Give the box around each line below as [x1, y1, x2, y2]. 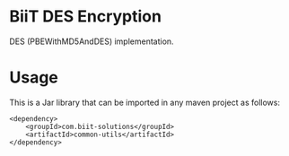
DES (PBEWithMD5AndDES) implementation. [9, 36, 174, 47]
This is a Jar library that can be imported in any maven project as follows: [9, 97, 281, 108]
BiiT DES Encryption [9, 6, 162, 27]
